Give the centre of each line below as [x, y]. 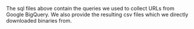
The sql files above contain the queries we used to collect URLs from [90, 8]
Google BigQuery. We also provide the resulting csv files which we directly [97, 14]
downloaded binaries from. [39, 21]
